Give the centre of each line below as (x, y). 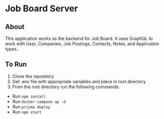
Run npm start (27, 112)
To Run (16, 64)
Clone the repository (33, 76)
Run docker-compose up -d (39, 101)
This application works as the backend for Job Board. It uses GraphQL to (79, 38)
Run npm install (29, 96)
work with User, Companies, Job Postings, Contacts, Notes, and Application (82, 44)
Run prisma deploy (31, 107)
